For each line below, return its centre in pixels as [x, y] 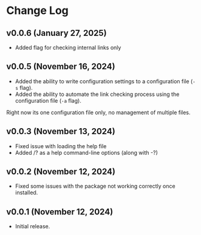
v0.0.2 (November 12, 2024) [61, 172]
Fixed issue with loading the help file [61, 146]
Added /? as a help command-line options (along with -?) [86, 152]
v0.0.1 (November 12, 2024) [60, 212]
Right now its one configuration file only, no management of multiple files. [98, 112]
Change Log [37, 11]
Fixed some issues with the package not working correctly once [95, 186]
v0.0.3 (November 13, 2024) [61, 131]
